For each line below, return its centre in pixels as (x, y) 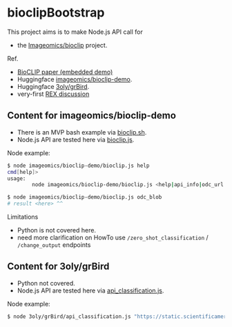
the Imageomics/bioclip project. (62, 45)
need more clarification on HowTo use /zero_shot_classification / (113, 237)
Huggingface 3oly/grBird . (53, 86)
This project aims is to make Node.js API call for (75, 32)
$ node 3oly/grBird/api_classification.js (69, 316)
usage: (17, 178)
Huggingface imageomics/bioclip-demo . (75, 79)
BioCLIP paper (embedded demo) (65, 72)
